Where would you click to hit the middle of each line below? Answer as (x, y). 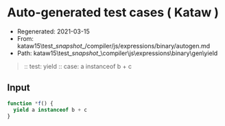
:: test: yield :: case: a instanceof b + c (78, 66)
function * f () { (30, 104)
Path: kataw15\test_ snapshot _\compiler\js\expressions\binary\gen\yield (117, 53)
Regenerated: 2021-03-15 (54, 31)
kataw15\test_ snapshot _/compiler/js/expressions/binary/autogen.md (114, 46)
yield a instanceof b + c (50, 110)
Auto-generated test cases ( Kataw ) (113, 13)
